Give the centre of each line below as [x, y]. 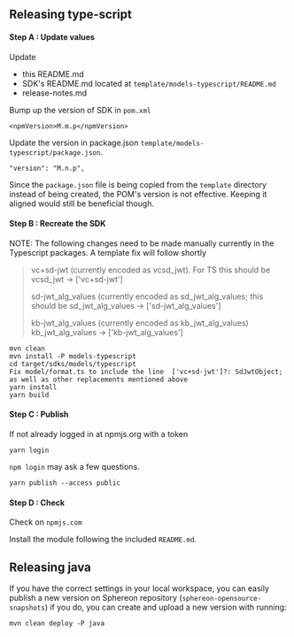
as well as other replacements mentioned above [99, 380]
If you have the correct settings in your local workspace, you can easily [139, 588]
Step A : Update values [52, 37]
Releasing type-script [71, 15]
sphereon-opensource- [222, 599]
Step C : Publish [39, 414]
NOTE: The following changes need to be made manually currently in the [142, 243]
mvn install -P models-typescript [73, 356]
